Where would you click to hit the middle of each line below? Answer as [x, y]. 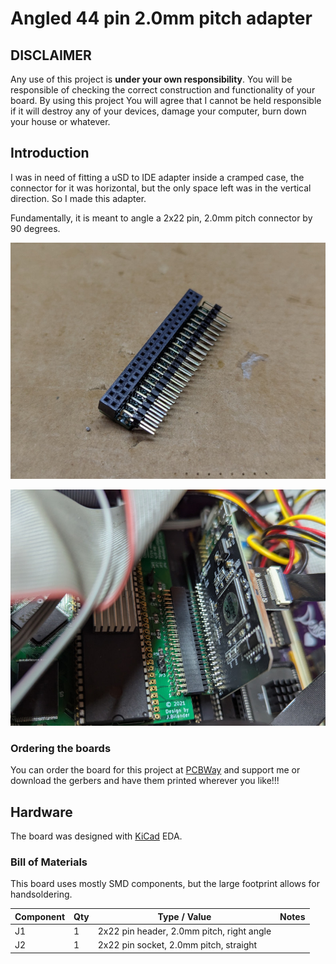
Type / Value [184, 916]
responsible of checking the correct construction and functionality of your [163, 90]
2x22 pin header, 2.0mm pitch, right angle [184, 931]
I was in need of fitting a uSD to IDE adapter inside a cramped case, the [157, 177]
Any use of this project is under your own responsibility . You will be [151, 79]
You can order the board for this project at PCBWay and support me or [155, 770]
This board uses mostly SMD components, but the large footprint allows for [165, 884]
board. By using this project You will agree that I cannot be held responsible [166, 100]
